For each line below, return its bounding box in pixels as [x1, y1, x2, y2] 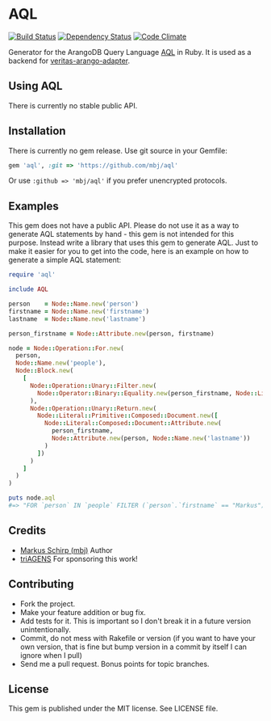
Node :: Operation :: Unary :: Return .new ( [29, 404, 157, 412]
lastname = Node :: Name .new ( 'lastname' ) [8, 314, 147, 323]
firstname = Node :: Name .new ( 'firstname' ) [8, 307, 150, 315]
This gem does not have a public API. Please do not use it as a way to [8, 221, 240, 230]
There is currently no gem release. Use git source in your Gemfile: [8, 145, 227, 155]
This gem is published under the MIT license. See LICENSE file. [8, 704, 219, 714]
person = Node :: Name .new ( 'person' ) [8, 300, 139, 308]
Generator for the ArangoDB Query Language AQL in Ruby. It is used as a [8, 47, 252, 57]
